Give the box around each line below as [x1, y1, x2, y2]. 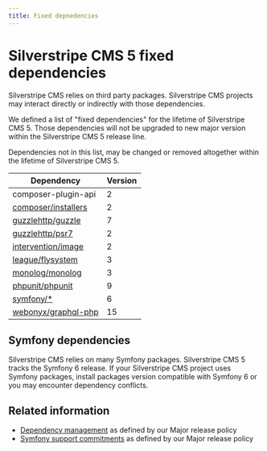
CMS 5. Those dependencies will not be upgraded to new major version [8, 122, 246, 133]
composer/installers [12, 201, 88, 213]
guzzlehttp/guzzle [12, 214, 81, 225]
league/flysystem [12, 254, 78, 265]
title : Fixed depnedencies [8, 11, 99, 20]
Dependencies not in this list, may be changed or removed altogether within [8, 147, 260, 157]
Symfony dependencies [8, 333, 131, 347]
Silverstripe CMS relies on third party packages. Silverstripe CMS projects [8, 90, 253, 100]
